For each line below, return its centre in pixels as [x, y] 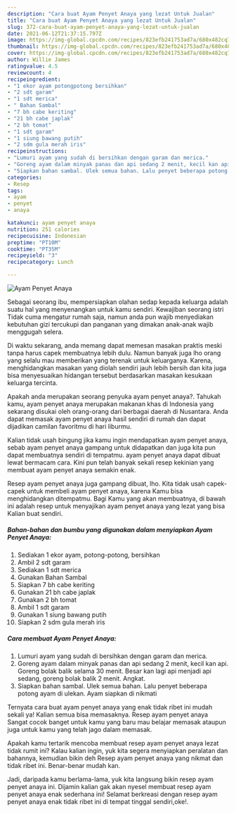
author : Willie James [39, 60]
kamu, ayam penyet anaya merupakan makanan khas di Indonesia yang [111, 404]
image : [17, 40]
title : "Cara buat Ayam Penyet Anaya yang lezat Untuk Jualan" [102, 20]
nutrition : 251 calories [44, 229]
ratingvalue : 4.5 [33, 66]
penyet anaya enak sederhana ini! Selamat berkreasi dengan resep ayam [112, 794]
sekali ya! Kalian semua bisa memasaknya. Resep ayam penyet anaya [108, 714]
